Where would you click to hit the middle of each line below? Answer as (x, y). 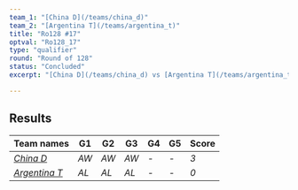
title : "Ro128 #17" (45, 34)
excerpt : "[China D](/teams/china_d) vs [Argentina (106, 75)
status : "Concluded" (47, 67)
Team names (41, 143)
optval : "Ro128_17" (45, 42)
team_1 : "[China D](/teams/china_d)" (79, 17)
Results (31, 119)
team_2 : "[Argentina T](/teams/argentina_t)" (94, 26)
